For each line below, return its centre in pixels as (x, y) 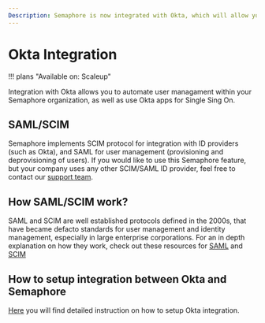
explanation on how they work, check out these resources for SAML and (125, 246)
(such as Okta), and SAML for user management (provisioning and (116, 152)
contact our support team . (50, 177)
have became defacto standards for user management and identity (117, 229)
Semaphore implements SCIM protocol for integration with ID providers (123, 143)
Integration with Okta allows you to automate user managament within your (130, 91)
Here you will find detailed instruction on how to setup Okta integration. (124, 310)
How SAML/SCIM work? (68, 202)
